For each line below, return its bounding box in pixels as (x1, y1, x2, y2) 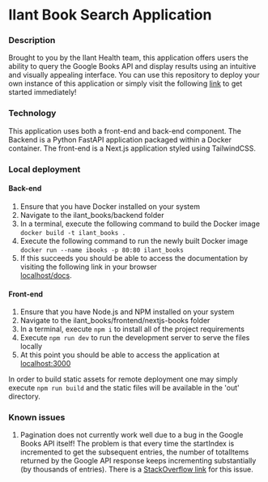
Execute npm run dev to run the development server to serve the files (19, 333, 250, 343)
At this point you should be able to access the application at (19, 350, 220, 360)
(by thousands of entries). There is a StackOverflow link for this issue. (19, 464, 253, 475)
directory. (8, 391, 40, 402)
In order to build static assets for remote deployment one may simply (8, 374, 238, 384)
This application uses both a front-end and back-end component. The (8, 126, 241, 135)
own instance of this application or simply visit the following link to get (8, 79, 243, 88)
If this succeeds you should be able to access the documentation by (19, 253, 249, 262)
